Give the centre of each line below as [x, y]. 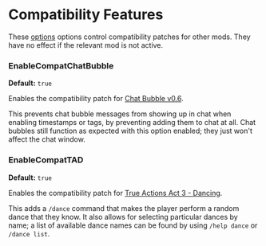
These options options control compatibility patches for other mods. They [129, 37]
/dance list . [29, 233]
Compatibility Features [86, 15]
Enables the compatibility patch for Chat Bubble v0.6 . [96, 99]
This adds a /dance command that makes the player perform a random [124, 208]
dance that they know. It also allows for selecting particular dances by [123, 217]
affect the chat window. [47, 139]
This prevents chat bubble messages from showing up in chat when [120, 114]
